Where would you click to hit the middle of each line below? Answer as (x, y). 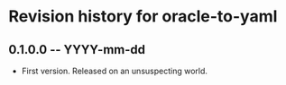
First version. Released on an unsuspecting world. (115, 71)
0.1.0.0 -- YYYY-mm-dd (77, 50)
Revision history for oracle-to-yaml (143, 17)
